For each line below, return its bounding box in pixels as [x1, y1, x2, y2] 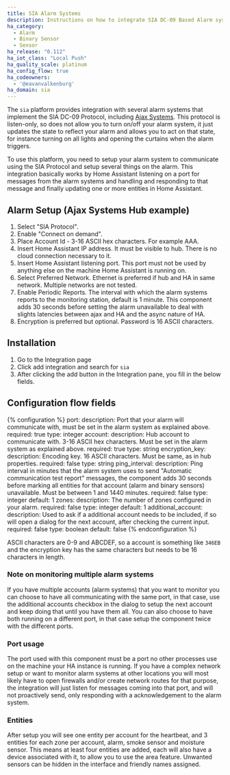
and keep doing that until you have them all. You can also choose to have [7, 607, 213, 615]
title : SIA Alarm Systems [7, 10, 81, 17]
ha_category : [7, 23, 44, 30]
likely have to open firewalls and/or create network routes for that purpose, [7, 677, 219, 685]
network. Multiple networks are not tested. [16, 281, 138, 289]
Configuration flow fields [7, 397, 116, 409]
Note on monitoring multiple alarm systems [7, 570, 154, 579]
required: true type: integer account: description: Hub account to [7, 430, 190, 438]
